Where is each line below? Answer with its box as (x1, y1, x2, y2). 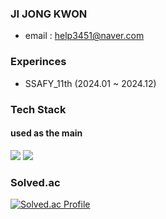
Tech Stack (10, 102, 67, 116)
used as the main (10, 127, 83, 139)
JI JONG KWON (10, 7, 88, 21)
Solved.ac (10, 175, 61, 189)
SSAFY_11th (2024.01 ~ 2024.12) (24, 77, 157, 89)
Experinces (10, 55, 67, 69)
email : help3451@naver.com (24, 30, 145, 42)
